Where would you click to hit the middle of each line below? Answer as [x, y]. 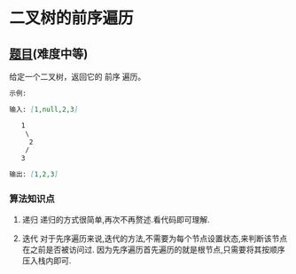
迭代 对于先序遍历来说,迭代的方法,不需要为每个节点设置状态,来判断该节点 [155, 239]
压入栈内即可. [47, 261]
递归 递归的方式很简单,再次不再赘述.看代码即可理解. [116, 220]
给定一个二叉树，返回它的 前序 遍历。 [78, 77]
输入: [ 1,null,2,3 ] [44, 109]
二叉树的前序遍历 [72, 18]
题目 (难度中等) [49, 54]
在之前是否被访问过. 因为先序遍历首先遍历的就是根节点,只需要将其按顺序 [153, 250]
